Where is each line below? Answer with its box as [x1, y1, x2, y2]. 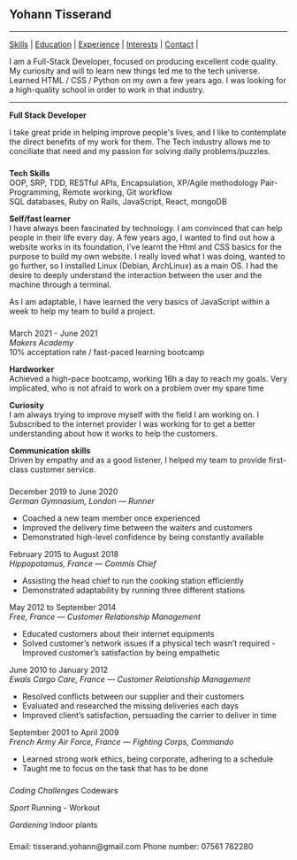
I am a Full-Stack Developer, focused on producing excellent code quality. [9, 56, 278, 66]
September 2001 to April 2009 [9, 726, 119, 738]
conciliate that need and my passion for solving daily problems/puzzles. [9, 145, 271, 156]
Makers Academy [9, 337, 74, 348]
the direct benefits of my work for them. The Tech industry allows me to [9, 136, 271, 147]
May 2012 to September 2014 [9, 601, 117, 612]
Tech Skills [9, 167, 50, 178]
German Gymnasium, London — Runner [9, 495, 155, 506]
